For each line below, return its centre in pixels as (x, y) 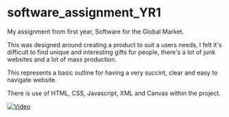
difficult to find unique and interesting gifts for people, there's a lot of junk (111, 52)
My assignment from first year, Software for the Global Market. (96, 31)
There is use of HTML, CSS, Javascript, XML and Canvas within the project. (114, 93)
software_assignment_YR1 (84, 13)
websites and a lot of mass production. (62, 59)
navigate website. (32, 79)
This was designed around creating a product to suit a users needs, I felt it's (114, 44)
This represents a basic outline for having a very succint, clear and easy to (112, 73)
